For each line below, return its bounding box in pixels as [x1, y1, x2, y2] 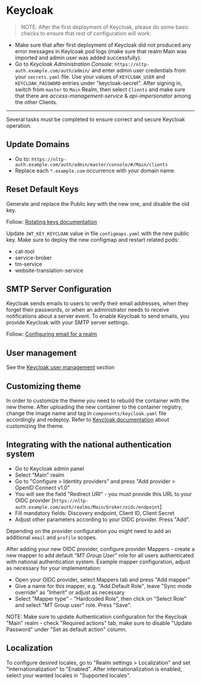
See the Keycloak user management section [6, 364, 115, 371]
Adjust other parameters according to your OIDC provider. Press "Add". [14, 516, 190, 523]
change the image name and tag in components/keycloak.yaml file [6, 410, 166, 416]
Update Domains [6, 139, 70, 150]
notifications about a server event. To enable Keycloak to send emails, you [6, 312, 190, 320]
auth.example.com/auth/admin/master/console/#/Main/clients [14, 162, 168, 168]
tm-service [14, 260, 42, 267]
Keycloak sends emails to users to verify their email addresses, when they [6, 300, 189, 307]
